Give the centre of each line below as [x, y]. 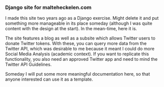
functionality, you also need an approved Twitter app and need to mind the [82, 59]
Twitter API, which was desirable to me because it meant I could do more [80, 49]
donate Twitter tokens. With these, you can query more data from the [76, 43]
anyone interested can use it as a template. [49, 79]
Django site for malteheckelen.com [48, 7]
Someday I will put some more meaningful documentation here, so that [78, 74]
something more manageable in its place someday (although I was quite [79, 23]
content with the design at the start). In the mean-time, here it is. [71, 29]
